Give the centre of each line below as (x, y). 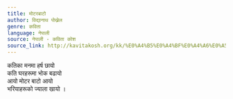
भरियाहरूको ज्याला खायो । (36, 89)
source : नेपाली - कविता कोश (42, 39)
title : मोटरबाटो (27, 13)
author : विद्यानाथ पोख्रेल (35, 20)
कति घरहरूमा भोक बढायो (35, 73)
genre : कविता (24, 26)
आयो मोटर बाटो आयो (30, 81)
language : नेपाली (28, 33)
